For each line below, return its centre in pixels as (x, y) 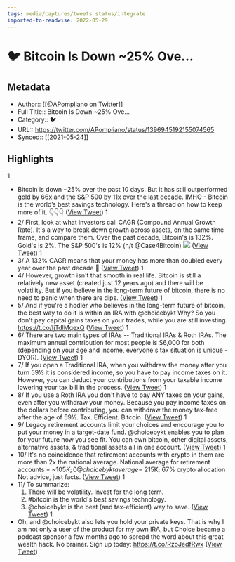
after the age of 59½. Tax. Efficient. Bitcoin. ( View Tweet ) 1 (102, 417)
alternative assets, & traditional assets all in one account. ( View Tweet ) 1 (121, 447)
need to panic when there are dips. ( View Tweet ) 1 (90, 298)
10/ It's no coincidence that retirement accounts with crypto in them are (121, 455)
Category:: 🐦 (37, 119)
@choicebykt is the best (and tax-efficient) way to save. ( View (118, 507)
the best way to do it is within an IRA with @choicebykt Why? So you (116, 313)
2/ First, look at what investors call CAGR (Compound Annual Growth (116, 223)
